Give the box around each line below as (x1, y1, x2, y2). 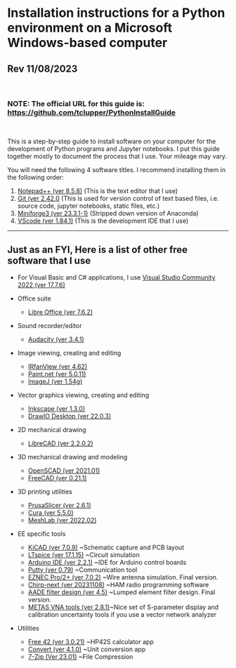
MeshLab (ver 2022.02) (27, 516, 97, 525)
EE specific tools (17, 530, 66, 538)
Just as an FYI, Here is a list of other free (7, 244, 188, 256)
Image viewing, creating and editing (17, 349, 122, 358)
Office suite (17, 294, 51, 303)
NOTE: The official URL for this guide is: (7, 98, 145, 108)
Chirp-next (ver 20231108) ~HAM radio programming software (27, 581, 209, 589)
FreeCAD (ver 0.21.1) (27, 474, 87, 483)
